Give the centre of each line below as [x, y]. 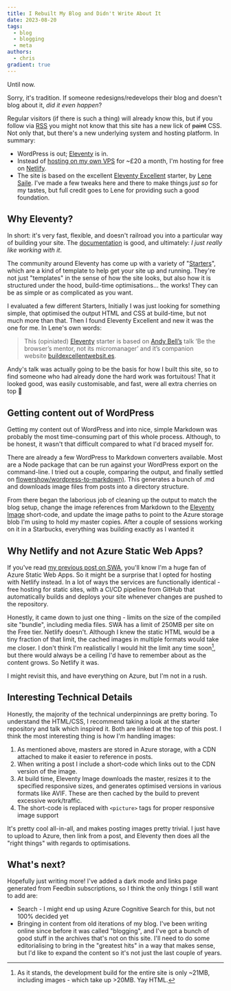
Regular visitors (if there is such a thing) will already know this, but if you [110, 118]
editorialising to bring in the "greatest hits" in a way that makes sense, [116, 946]
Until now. [21, 84]
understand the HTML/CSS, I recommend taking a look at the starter [104, 721]
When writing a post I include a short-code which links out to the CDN [116, 764]
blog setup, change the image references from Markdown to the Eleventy [111, 507]
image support [38, 815]
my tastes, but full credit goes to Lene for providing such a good [108, 190]
